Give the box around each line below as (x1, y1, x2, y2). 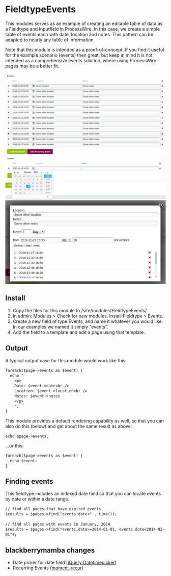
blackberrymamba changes (5, 546, 95, 555)
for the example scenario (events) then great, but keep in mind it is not (5, 52, 153, 58)
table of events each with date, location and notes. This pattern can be (5, 31, 154, 37)
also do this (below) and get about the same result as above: (5, 423, 132, 429)
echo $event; (10, 458, 38, 463)
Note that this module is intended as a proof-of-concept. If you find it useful (5, 46, 164, 53)
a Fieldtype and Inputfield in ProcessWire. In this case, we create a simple (5, 26, 160, 32)
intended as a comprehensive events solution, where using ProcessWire (5, 57, 157, 63)
